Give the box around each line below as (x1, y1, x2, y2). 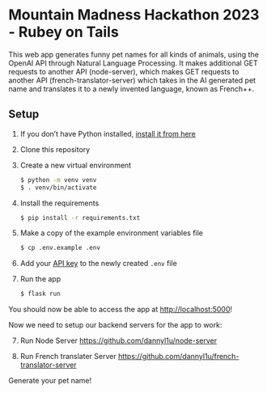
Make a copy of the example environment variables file (19, 228, 204, 238)
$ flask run (19, 289, 61, 298)
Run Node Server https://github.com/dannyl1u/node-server (19, 336, 218, 345)
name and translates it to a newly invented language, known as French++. (8, 83, 255, 94)
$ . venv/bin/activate (19, 184, 97, 192)
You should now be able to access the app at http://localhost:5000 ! (8, 305, 233, 315)
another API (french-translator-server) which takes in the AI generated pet (8, 75, 256, 85)
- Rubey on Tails (8, 23, 119, 41)
